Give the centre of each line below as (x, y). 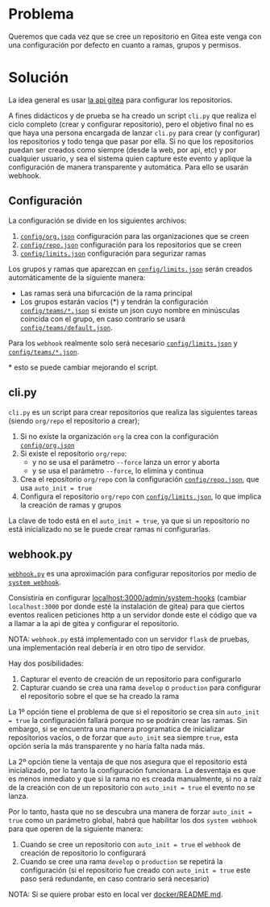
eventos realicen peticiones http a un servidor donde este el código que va (133, 615)
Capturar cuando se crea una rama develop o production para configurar (141, 688)
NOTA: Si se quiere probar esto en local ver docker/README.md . (116, 894)
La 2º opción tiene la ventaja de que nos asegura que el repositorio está (128, 762)
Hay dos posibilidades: (46, 663)
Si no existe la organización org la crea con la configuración (119, 436)
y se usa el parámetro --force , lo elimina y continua (118, 470)
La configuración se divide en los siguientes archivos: (98, 220)
